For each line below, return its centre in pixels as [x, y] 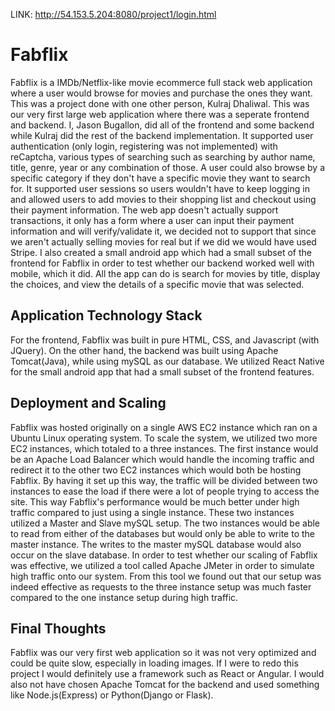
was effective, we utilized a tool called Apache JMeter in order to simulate [162, 565]
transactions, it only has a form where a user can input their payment [152, 220]
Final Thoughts [58, 628]
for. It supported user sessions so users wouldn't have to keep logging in [160, 188]
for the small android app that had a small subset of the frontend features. [162, 371]
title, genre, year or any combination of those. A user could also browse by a [168, 167]
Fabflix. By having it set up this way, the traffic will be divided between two [164, 480]
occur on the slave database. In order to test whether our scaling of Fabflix [164, 555]
